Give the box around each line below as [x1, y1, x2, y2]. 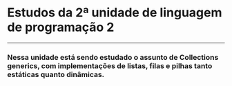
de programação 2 [7, 19, 115, 35]
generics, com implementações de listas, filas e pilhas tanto [7, 61, 213, 70]
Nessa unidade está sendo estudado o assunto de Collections [7, 52, 219, 62]
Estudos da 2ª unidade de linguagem [7, 5, 222, 21]
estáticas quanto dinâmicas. [7, 69, 105, 79]
